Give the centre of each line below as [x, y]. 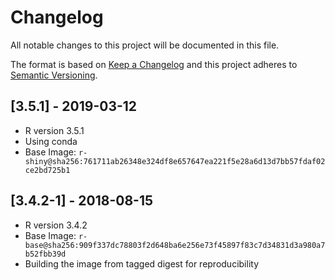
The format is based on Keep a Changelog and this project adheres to [154, 64]
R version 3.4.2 [56, 225]
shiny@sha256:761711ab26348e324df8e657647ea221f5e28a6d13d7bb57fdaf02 [175, 161]
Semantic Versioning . [54, 75]
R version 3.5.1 [54, 130]
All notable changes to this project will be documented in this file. [145, 45]
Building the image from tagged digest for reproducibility [142, 263]
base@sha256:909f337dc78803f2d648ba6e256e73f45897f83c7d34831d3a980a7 [175, 245]
